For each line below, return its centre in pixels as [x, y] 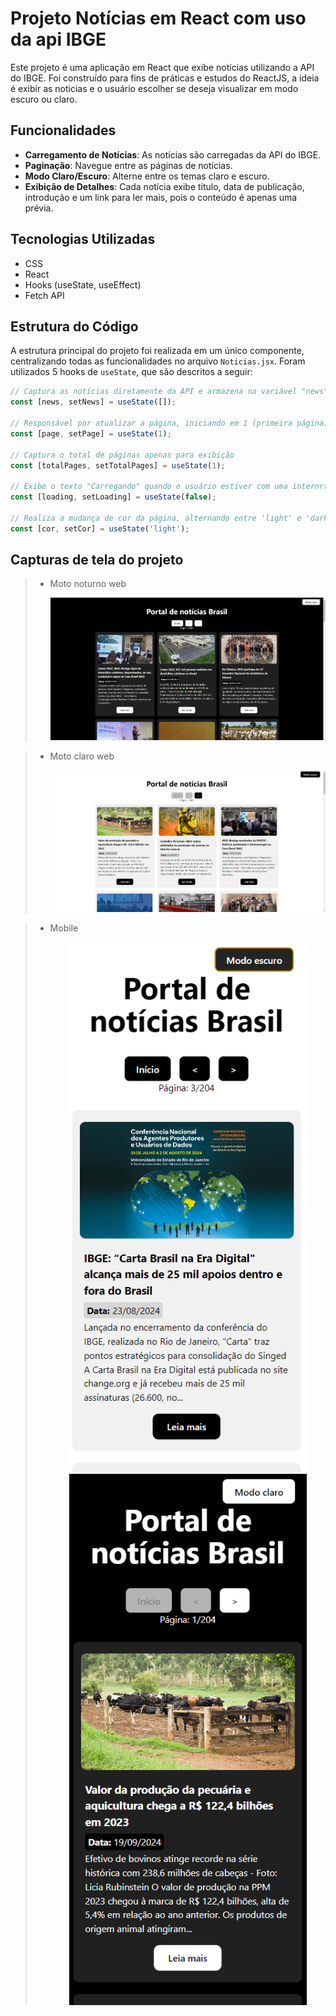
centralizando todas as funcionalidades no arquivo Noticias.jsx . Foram [158, 361]
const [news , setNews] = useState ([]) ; [93, 402]
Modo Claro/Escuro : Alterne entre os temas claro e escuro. [147, 176]
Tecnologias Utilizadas [83, 239]
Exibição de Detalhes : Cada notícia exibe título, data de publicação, [164, 186]
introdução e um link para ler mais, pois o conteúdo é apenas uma [161, 197]
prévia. [39, 208]
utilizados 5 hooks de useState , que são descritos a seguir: [131, 372]
